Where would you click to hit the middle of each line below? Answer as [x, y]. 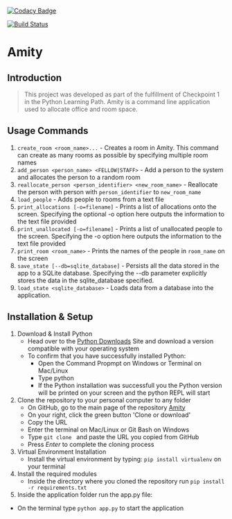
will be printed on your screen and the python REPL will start [124, 393]
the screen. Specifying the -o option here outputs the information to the [119, 236]
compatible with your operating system [83, 348]
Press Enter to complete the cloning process [91, 444]
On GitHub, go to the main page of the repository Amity [106, 407]
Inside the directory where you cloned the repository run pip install [126, 481]
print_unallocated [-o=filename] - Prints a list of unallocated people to [120, 228]
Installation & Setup [50, 317]
